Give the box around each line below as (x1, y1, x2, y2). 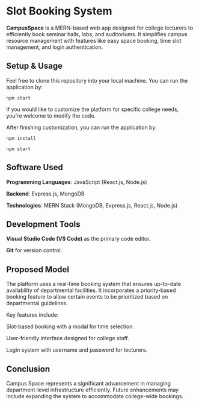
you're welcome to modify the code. (6, 112, 96, 119)
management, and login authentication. (6, 43, 103, 51)
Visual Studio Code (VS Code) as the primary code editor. (6, 235, 151, 243)
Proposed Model (6, 264, 70, 274)
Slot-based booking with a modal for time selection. (6, 323, 134, 330)
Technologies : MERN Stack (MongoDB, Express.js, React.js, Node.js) (6, 201, 178, 209)
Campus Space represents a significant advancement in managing (6, 380, 171, 387)
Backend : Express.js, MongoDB (6, 190, 85, 197)
